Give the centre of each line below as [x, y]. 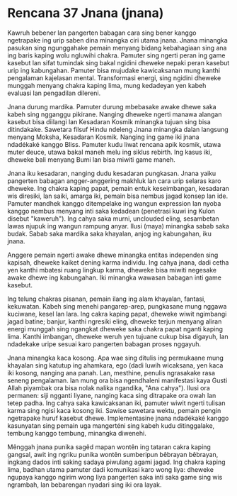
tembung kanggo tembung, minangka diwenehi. [77, 433]
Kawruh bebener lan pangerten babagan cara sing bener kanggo [102, 33]
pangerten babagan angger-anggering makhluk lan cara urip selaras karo [114, 181]
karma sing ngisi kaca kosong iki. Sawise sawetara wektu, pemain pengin [114, 410]
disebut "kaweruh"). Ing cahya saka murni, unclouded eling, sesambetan [113, 219]
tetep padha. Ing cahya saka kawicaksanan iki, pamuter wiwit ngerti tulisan [116, 403]
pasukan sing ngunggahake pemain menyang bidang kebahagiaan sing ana [117, 48]
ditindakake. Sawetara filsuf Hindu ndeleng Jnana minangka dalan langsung [118, 129]
